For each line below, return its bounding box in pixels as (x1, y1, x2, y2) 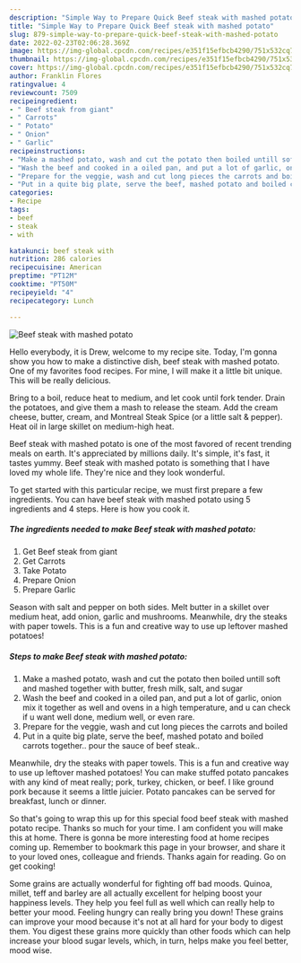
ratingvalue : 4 (9, 80, 66, 89)
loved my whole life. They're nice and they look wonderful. (9, 467, 226, 477)
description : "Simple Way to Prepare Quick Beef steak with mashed (9, 13, 267, 22)
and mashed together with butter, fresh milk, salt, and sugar (21, 683, 244, 694)
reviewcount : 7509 (9, 88, 78, 97)
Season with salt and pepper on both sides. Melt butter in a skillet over (9, 602, 270, 613)
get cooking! (9, 861, 56, 871)
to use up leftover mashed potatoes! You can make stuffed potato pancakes (9, 767, 289, 778)
